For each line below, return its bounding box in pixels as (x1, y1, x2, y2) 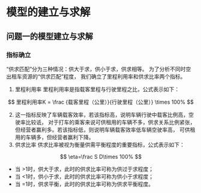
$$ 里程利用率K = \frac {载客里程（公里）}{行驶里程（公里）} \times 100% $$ (8, 98, 194, 105)
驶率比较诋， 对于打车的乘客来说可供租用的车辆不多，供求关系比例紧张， (14, 118, 196, 126)
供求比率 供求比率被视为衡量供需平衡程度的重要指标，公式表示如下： (14, 141, 185, 148)
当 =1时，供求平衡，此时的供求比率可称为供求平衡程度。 (14, 180, 154, 188)
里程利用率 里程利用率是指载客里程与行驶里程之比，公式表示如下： (14, 85, 180, 93)
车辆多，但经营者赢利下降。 (25, 133, 94, 141)
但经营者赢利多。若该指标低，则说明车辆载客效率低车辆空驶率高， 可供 (14, 126, 190, 133)
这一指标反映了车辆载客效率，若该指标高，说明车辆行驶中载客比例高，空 (14, 111, 194, 118)
